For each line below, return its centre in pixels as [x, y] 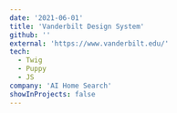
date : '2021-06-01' [47, 18]
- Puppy [32, 69]
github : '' [30, 35]
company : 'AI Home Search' [61, 86]
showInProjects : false [52, 94]
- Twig [30, 60]
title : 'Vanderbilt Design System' [77, 26]
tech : [20, 52]
